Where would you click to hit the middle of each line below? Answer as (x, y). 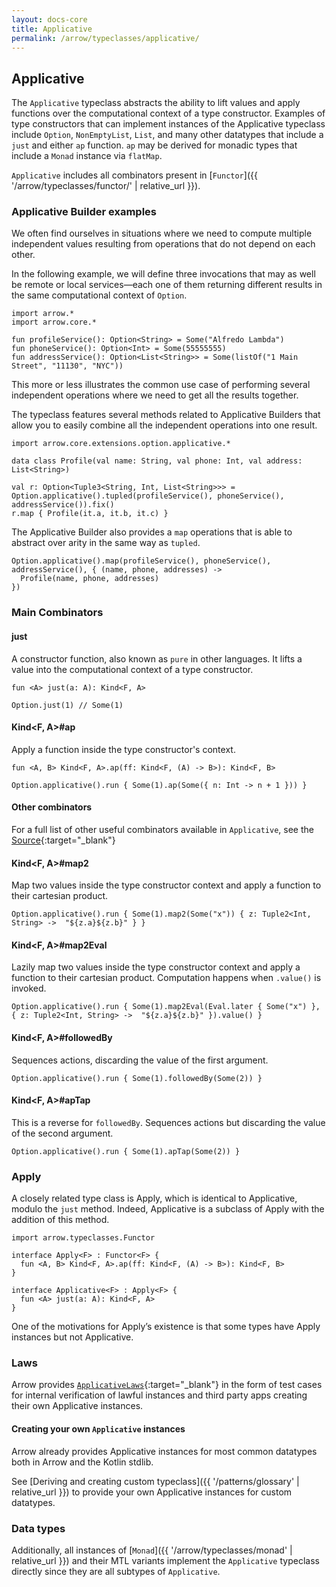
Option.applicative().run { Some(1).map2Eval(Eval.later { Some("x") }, (166, 1007)
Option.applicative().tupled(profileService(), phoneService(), (148, 496)
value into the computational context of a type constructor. (132, 669)
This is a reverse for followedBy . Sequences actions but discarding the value (168, 1122)
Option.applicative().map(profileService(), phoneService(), (141, 561)
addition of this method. (60, 1220)
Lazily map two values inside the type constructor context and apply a (156, 967)
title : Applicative (52, 29)
